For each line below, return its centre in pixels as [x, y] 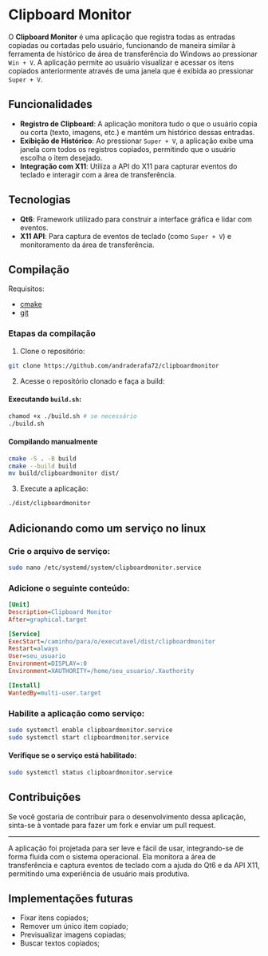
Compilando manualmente [53, 442]
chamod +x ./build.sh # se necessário [73, 416]
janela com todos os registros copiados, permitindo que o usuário [128, 149]
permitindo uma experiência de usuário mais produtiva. [99, 874]
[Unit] [19, 605]
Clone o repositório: [52, 351]
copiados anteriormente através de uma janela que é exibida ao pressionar [131, 70]
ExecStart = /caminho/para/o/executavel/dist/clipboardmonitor [112, 641]
